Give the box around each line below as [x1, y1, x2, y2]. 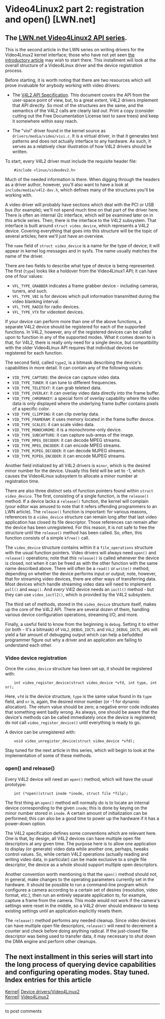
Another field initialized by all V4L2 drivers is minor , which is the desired [5, 463, 151, 468]
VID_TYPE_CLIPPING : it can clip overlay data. [12, 411, 100, 417]
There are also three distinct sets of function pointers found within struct [5, 488, 154, 494]
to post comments [5, 1008, 42, 1014]
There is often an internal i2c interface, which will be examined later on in [5, 212, 153, 218]
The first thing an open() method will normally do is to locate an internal [5, 800, 150, 805]
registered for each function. [5, 350, 63, 356]
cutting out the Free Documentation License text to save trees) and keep [12, 113, 159, 119]
